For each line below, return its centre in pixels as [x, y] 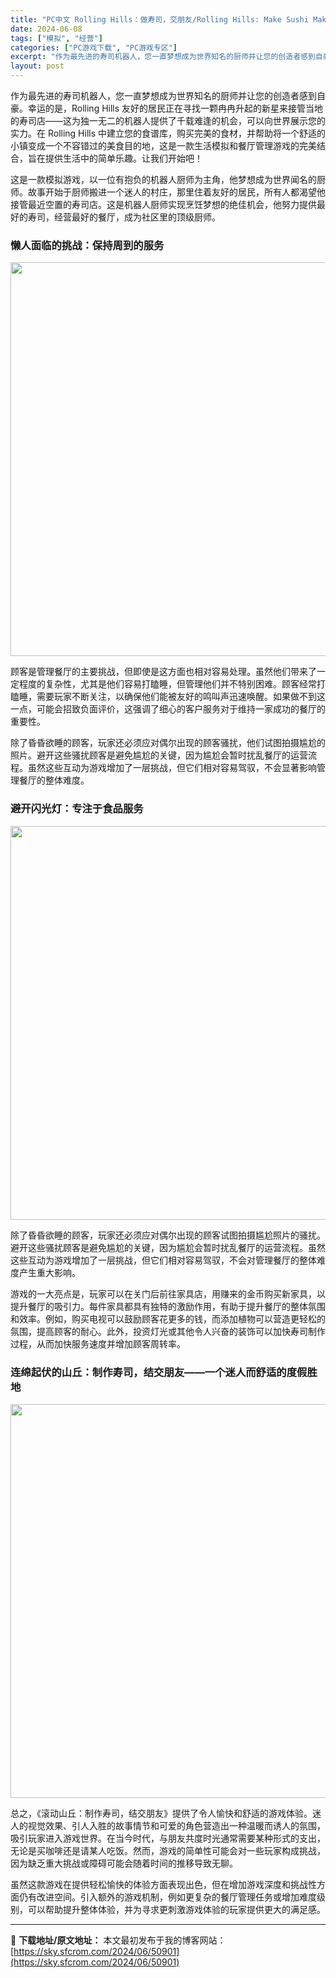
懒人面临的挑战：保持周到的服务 [87, 245]
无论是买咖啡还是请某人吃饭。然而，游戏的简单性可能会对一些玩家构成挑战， [168, 1850]
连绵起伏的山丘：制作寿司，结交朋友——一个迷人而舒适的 [148, 1372]
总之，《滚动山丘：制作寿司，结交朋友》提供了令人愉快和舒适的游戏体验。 [161, 1813]
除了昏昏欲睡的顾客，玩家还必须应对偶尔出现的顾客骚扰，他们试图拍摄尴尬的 [168, 743]
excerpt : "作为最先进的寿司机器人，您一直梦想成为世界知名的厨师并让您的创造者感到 [163, 57]
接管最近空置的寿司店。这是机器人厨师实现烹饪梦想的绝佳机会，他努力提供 [163, 204]
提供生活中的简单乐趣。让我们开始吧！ [123, 158]
